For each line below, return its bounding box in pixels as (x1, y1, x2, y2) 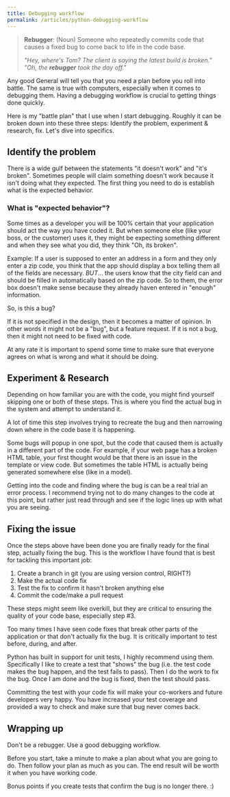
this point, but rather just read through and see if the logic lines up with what (7, 496, 222, 505)
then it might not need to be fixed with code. (7, 332, 132, 340)
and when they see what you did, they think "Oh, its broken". (7, 241, 178, 249)
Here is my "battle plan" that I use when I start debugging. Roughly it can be (7, 111, 222, 120)
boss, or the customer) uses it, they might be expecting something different (7, 233, 220, 242)
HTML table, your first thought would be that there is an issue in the (7, 454, 198, 462)
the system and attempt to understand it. (7, 405, 122, 413)
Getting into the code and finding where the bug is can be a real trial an (7, 481, 208, 489)
